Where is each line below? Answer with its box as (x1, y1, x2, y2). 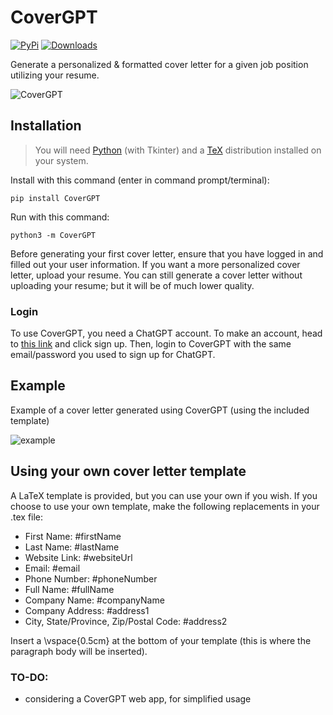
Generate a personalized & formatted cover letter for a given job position (10, 58, 309, 70)
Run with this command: (10, 211, 110, 223)
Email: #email (24, 562, 81, 574)
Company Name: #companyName (24, 594, 165, 606)
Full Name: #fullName (24, 583, 115, 595)
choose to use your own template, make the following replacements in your (10, 500, 320, 512)
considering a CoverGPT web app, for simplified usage (24, 692, 252, 705)
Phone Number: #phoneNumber (24, 572, 158, 585)
